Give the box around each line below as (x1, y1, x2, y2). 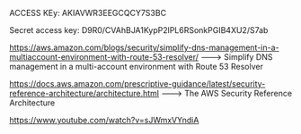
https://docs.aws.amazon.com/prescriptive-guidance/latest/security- (9, 79, 266, 88)
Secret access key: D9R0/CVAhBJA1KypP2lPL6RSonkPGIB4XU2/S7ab (9, 25, 269, 35)
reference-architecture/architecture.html (9, 88, 160, 98)
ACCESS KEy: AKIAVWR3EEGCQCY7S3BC (9, 8, 167, 18)
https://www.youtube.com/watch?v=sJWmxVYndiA (9, 115, 199, 125)
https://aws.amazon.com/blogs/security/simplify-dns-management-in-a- (9, 42, 280, 53)
